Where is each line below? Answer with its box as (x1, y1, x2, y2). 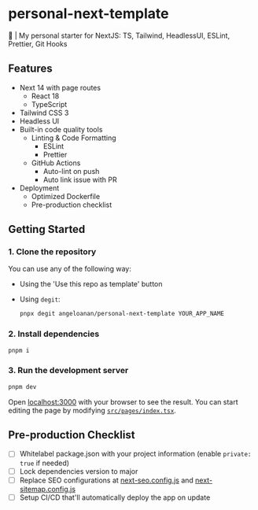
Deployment (19, 183, 60, 193)
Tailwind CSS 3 (19, 108, 69, 117)
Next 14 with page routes (19, 83, 101, 92)
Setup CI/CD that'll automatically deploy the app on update (19, 493, 211, 502)
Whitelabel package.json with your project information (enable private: (19, 449, 252, 459)
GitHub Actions (31, 158, 81, 168)
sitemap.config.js (19, 484, 76, 493)
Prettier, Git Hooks (8, 39, 68, 48)
